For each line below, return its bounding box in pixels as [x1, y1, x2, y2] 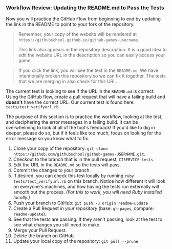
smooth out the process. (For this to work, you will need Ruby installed [13, 189, 162, 195]
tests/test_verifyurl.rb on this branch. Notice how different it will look [13, 178, 166, 184]
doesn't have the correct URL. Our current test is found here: [6, 99, 135, 105]
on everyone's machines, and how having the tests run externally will [13, 184, 159, 190]
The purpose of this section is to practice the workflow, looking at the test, [6, 113, 163, 120]
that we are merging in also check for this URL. [18, 79, 117, 85]
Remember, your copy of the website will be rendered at [18, 31, 137, 37]
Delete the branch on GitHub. [13, 233, 75, 239]
